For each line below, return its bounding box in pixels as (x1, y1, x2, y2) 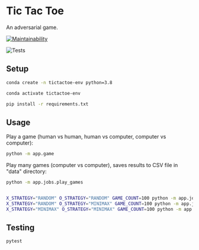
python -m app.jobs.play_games (6, 180, 84, 185)
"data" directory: (6, 168, 47, 175)
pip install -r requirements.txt (6, 101, 89, 107)
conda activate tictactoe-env (6, 90, 81, 96)
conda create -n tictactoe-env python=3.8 (6, 79, 113, 85)
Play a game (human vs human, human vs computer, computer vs (6, 133, 166, 140)
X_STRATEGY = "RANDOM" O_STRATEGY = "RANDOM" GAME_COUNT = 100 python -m (6, 195, 176, 201)
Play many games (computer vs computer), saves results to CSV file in (6, 162, 178, 169)
